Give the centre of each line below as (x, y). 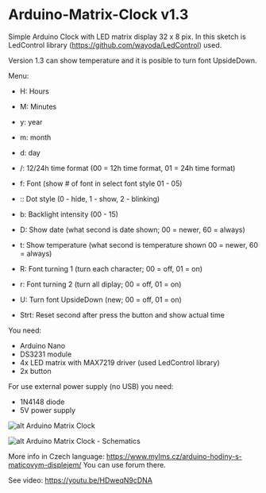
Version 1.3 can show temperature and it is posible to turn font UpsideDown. (133, 60)
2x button (35, 371)
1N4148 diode (42, 402)
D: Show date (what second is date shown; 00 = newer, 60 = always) (133, 229)
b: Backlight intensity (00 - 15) (69, 214)
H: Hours (34, 91)
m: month (35, 137)
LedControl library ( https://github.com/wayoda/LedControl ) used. (115, 44)
